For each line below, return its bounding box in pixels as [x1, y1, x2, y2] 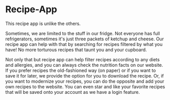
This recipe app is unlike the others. [5, 20, 81, 27]
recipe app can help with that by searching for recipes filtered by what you [5, 41, 163, 47]
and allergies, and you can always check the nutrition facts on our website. [5, 62, 163, 68]
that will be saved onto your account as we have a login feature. [5, 89, 140, 95]
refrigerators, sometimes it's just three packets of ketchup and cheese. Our [5, 36, 164, 42]
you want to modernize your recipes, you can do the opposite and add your [5, 78, 165, 84]
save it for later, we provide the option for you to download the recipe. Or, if [5, 72, 164, 79]
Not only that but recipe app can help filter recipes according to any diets [5, 56, 160, 62]
